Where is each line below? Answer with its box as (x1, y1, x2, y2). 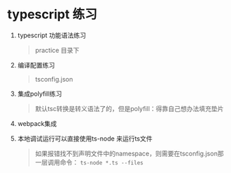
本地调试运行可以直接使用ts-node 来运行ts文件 (17, 134, 153, 143)
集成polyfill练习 (17, 89, 62, 98)
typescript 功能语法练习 (17, 31, 87, 39)
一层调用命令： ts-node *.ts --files (35, 158, 144, 166)
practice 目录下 (35, 46, 80, 54)
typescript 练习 (7, 6, 97, 23)
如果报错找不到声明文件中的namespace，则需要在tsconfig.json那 (35, 149, 224, 158)
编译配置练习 (17, 60, 55, 69)
